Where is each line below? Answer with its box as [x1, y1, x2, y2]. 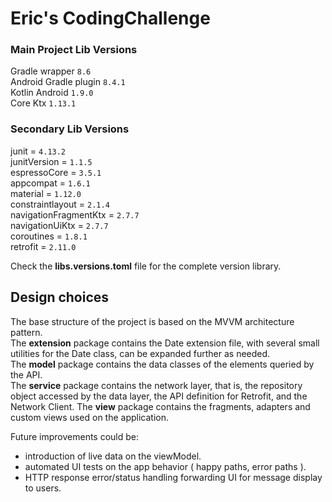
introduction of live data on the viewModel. [24, 450, 202, 462]
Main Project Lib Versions [10, 43, 138, 57]
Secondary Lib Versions [10, 122, 130, 136]
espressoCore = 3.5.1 [10, 166, 102, 178]
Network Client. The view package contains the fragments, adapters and [10, 400, 311, 412]
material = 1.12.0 [10, 187, 82, 199]
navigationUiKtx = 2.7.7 [10, 219, 109, 231]
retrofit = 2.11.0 [10, 240, 77, 252]
